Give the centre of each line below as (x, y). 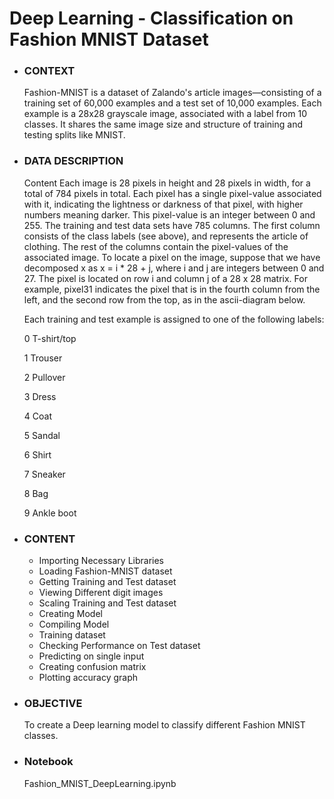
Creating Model (70, 614)
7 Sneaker (44, 474)
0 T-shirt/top (50, 338)
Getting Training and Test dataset (107, 582)
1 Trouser (43, 358)
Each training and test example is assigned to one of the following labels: (174, 319)
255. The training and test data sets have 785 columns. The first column (172, 225)
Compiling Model (74, 624)
